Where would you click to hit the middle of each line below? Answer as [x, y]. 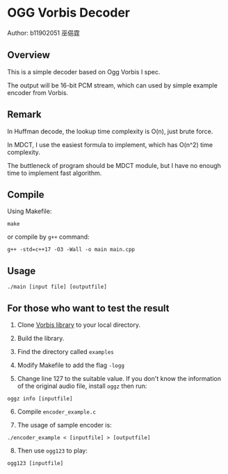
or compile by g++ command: [48, 237]
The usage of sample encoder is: [65, 425]
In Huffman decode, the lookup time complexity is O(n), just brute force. [110, 131]
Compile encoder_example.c [56, 412]
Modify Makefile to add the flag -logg [71, 365]
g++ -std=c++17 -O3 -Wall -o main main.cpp [71, 250]
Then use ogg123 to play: [52, 450]
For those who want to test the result [88, 308]
